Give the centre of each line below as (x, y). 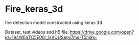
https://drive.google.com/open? (102, 32)
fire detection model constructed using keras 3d (54, 22)
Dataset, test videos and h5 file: (37, 32)
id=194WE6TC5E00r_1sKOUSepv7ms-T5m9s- (51, 37)
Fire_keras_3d (34, 9)
